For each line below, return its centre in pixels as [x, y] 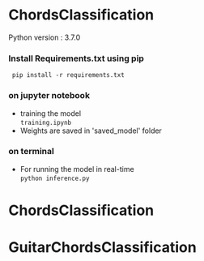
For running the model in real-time [77, 169]
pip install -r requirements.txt [68, 75]
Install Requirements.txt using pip [76, 58]
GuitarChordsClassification [102, 248]
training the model [51, 113]
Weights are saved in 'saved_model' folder [91, 130]
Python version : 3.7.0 [45, 37]
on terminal [31, 152]
